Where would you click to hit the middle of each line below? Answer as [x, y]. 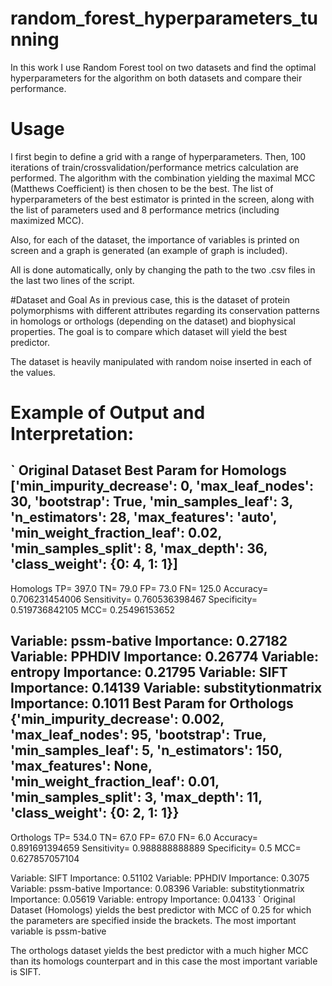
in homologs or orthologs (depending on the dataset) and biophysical [153, 321]
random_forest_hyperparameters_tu [164, 18]
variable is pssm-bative [58, 931]
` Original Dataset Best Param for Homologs [148, 470]
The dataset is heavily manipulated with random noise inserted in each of [161, 361]
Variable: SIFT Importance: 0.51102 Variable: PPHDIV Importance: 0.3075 [160, 878]
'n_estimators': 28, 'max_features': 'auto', [144, 517]
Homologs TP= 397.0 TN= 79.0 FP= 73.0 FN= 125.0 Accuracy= [139, 588]
